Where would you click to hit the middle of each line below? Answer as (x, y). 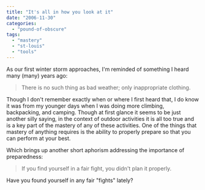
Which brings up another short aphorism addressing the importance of (95, 150)
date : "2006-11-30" (31, 18)
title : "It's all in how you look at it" (60, 12)
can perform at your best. (39, 138)
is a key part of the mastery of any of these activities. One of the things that (102, 125)
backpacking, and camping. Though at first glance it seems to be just (94, 112)
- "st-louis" (28, 46)
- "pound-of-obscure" (39, 29)
